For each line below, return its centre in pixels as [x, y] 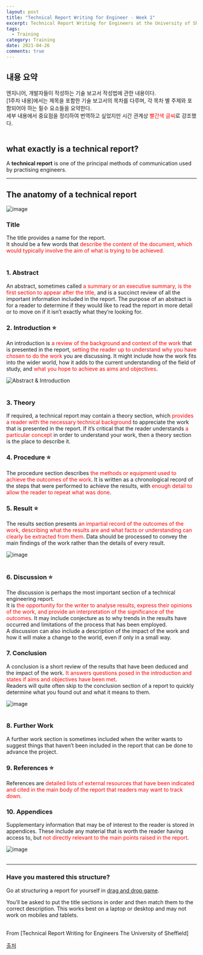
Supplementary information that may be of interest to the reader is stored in [100, 825]
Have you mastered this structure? [58, 877]
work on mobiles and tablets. [42, 915]
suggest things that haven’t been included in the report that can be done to [100, 745]
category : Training [31, 40]
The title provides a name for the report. [56, 238]
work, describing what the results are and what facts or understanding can [99, 530]
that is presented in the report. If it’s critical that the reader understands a [98, 429]
